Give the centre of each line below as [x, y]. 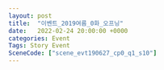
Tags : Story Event [39, 46]
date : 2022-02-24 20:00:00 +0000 [68, 31]
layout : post [30, 16]
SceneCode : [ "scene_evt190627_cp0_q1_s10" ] [83, 53]
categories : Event [39, 38]
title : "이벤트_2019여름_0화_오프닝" [66, 23]
